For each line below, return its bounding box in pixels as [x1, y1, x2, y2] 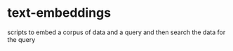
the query [7, 35, 36, 43]
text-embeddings [7, 5, 111, 21]
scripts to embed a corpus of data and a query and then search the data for [7, 28, 226, 36]
